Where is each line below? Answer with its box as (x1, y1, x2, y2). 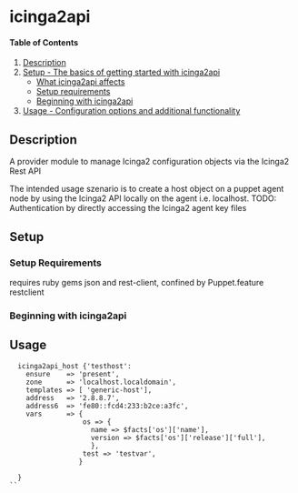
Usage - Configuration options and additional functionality (22, 106, 241, 116)
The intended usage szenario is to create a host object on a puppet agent (9, 184, 284, 195)
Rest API (9, 166, 42, 176)
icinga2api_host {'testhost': (17, 361, 132, 370)
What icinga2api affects (35, 76, 125, 87)
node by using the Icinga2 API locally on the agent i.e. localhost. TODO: (9, 193, 277, 204)
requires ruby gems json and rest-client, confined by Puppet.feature (9, 277, 264, 287)
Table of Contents (9, 36, 79, 47)
